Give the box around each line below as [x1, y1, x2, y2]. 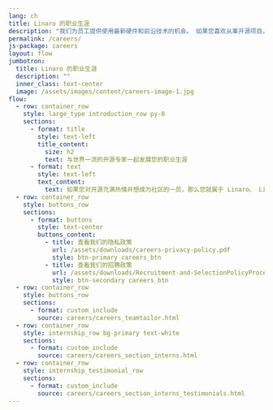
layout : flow [8, 50, 53, 58]
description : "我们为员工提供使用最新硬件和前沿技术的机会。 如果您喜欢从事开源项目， [8, 27, 269, 35]
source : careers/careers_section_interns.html [37, 352, 198, 360]
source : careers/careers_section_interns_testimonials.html [37, 389, 245, 398]
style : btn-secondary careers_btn [51, 276, 169, 284]
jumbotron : [8, 58, 45, 66]
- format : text [29, 163, 82, 171]
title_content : [37, 140, 89, 149]
